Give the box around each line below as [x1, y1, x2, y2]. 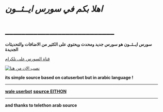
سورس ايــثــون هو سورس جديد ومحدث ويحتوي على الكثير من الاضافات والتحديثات [5, 42, 152, 47]
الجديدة [5, 47, 18, 53]
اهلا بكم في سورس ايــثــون [5, 3, 103, 14]
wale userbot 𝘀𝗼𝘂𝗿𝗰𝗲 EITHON [5, 88, 67, 95]
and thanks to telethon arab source [5, 102, 77, 108]
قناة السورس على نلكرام [5, 56, 50, 62]
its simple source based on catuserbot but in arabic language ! [5, 75, 133, 81]
